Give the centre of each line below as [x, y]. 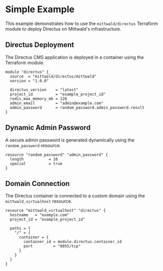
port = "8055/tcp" [52, 246]
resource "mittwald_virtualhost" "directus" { [56, 211]
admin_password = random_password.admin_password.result [77, 107]
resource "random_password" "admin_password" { [57, 155]
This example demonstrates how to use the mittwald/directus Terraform [82, 23]
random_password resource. [33, 145]
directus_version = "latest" [44, 90]
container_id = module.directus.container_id [73, 242]
